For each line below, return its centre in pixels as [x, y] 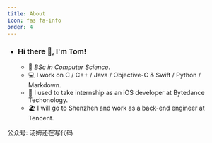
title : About [26, 14]
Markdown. [45, 85]
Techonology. [48, 100]
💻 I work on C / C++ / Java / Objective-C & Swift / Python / [114, 75]
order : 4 [20, 27]
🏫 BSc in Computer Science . [69, 67]
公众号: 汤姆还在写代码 [40, 132]
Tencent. [41, 118]
